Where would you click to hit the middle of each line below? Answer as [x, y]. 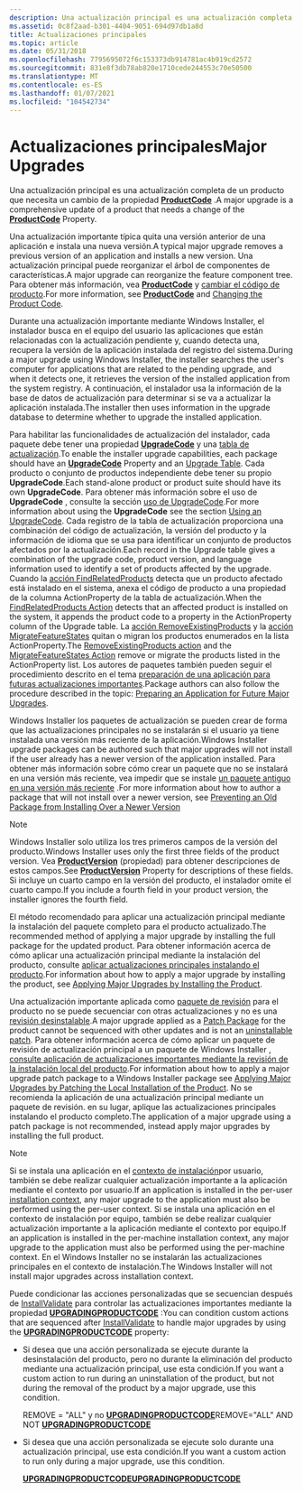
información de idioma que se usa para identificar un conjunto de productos [151, 540]
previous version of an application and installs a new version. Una [131, 256]
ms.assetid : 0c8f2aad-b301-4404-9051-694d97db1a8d [106, 26]
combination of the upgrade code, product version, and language [131, 560]
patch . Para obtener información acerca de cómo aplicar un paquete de [142, 1040]
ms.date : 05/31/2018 [48, 51]
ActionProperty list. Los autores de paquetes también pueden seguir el [141, 665]
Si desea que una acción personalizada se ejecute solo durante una [148, 1442]
